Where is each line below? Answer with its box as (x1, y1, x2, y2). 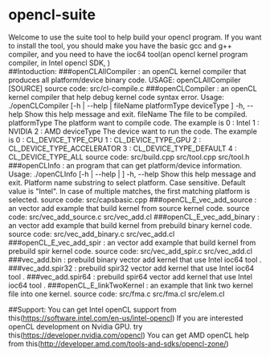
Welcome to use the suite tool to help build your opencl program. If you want (8, 32, 262, 42)
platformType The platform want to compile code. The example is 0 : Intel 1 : (8, 118, 260, 127)
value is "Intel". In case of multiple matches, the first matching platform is (8, 186, 251, 196)
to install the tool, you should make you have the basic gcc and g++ (8, 40, 232, 50)
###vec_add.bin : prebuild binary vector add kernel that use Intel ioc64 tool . (8, 255, 262, 264)
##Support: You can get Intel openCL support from (8, 304, 177, 314)
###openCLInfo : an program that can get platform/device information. (8, 160, 243, 170)
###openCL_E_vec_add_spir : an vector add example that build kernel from (8, 238, 256, 247)
